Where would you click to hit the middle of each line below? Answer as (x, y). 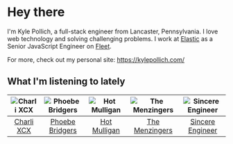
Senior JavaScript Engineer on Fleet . (60, 46)
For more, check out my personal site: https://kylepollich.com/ (96, 59)
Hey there (36, 12)
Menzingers (154, 130)
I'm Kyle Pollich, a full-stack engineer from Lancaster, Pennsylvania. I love (113, 31)
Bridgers (63, 130)
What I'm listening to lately (66, 82)
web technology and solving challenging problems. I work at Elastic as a (110, 38)
